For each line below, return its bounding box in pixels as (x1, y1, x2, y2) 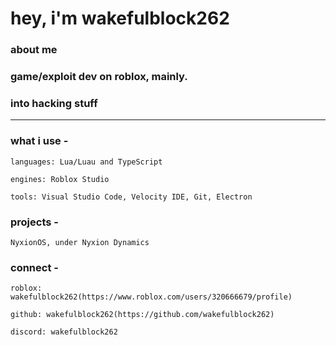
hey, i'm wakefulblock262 (10, 7, 230, 30)
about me (10, 43, 58, 57)
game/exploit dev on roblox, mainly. (10, 70, 188, 84)
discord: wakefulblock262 (10, 327, 118, 337)
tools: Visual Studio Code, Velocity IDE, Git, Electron (10, 192, 253, 202)
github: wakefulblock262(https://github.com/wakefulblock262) (10, 310, 275, 320)
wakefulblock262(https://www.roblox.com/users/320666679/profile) (10, 292, 293, 302)
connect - (10, 260, 59, 274)
